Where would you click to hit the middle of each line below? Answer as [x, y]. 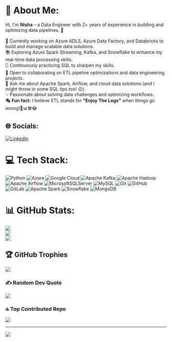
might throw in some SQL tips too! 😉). [46, 89]
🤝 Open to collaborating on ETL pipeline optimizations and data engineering [85, 72]
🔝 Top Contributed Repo [36, 309]
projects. [15, 78]
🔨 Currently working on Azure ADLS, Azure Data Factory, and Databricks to [84, 41]
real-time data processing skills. [39, 59]
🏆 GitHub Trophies [37, 255]
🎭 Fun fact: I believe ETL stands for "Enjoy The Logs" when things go [80, 100]
